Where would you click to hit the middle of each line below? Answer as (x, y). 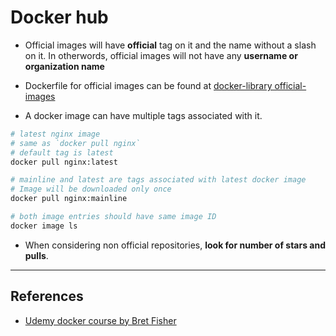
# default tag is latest (62, 152)
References (47, 296)
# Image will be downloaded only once (91, 189)
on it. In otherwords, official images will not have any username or (161, 55)
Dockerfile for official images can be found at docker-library (148, 85)
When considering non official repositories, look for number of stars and (175, 245)
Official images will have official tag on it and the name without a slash (170, 45)
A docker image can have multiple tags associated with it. (143, 115)
